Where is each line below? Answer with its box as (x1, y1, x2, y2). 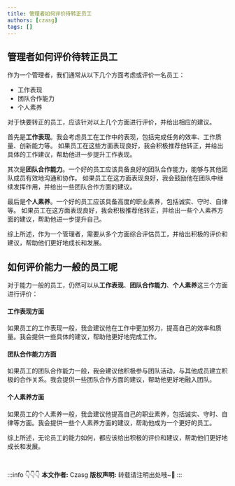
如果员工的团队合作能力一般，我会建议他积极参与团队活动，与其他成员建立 (7, 366, 222, 375)
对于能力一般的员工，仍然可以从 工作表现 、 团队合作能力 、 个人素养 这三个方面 (7, 281, 228, 289)
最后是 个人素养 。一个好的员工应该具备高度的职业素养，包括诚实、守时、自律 (7, 197, 228, 206)
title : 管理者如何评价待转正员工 (7, 10, 92, 17)
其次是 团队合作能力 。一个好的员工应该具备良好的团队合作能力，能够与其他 (7, 165, 222, 173)
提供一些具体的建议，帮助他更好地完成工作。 (31, 333, 161, 341)
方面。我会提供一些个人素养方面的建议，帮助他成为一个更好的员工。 (19, 418, 215, 427)
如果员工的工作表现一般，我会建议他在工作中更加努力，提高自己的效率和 (7, 324, 215, 332)
